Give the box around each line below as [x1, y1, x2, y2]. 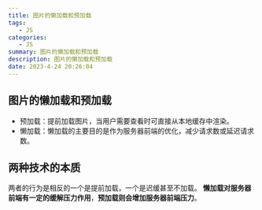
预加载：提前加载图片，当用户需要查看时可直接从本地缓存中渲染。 [19, 116, 234, 126]
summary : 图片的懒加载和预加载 [8, 48, 99, 56]
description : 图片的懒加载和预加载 [8, 56, 113, 64]
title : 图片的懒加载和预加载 [8, 11, 92, 20]
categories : [8, 33, 47, 42]
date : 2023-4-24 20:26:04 [8, 63, 93, 71]
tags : [8, 19, 26, 27]
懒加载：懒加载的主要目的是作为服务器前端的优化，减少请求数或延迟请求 [19, 126, 254, 135]
